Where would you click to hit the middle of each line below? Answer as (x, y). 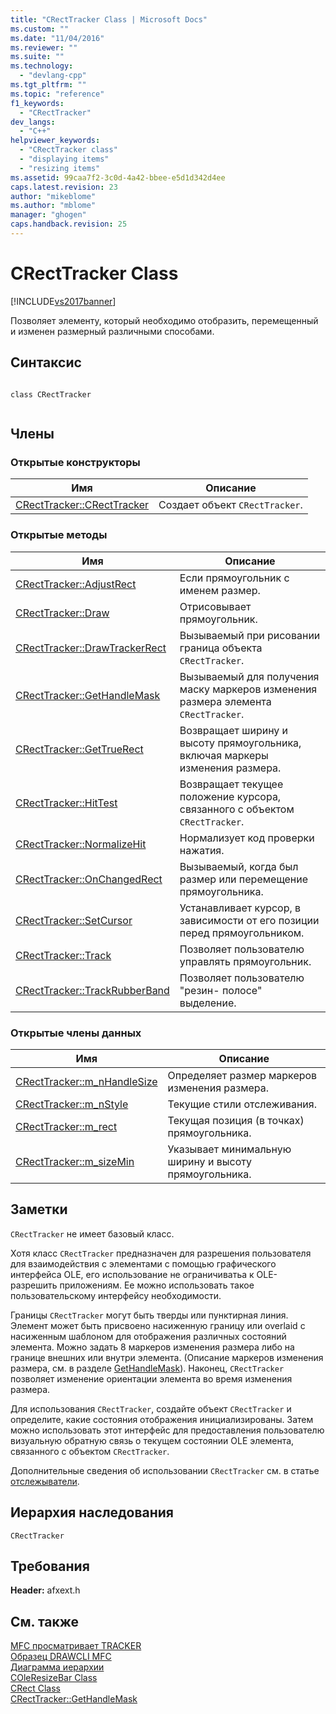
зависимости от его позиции (249, 920)
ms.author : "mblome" (53, 206)
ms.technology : (42, 66)
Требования (50, 1566)
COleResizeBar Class (54, 1678)
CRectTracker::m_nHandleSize (86, 1081)
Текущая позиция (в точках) (236, 1120)
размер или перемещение (244, 879)
